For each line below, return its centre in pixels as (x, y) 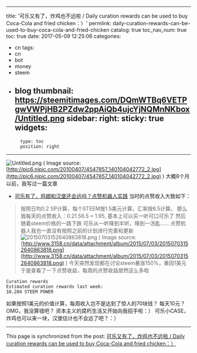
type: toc (32, 141)
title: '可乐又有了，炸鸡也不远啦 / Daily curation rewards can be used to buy (97, 16)
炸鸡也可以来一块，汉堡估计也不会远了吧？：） (62, 318)
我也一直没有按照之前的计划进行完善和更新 (82, 231)
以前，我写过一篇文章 (32, 184)
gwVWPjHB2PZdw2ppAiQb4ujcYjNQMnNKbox (102, 109)
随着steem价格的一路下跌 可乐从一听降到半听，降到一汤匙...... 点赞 (101, 223)
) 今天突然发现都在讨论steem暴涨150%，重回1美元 (126, 263)
